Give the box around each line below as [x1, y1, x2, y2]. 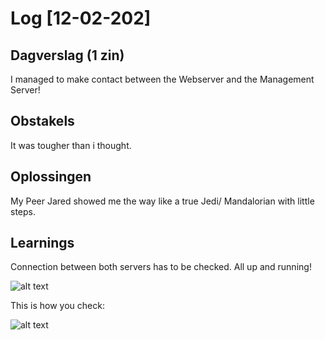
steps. [10, 205, 36, 217]
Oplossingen [10, 168, 92, 186]
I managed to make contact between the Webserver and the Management [10, 73, 315, 85]
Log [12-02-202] [10, 7, 152, 30]
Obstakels [10, 113, 75, 130]
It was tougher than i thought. [10, 139, 132, 151]
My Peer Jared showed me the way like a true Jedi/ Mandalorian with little [10, 195, 315, 207]
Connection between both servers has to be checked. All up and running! [10, 261, 312, 273]
